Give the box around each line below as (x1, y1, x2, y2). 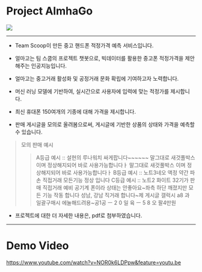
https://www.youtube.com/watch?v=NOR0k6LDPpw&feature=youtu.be (6, 259, 182, 266)
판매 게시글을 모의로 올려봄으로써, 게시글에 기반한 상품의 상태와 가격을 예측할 (14, 120, 195, 128)
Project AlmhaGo (6, 4, 93, 18)
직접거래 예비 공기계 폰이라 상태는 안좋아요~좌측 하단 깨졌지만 (42, 184, 188, 191)
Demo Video (6, 239, 69, 253)
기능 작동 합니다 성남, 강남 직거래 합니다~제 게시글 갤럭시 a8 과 (42, 191, 190, 199)
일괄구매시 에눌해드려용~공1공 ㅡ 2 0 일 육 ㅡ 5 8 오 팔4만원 (35, 199, 176, 206)
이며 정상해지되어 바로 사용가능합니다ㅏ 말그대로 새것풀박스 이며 (35, 161, 186, 168)
